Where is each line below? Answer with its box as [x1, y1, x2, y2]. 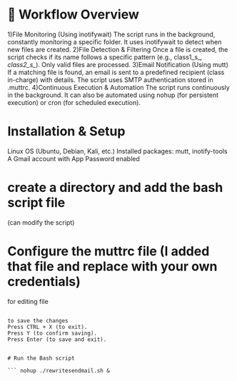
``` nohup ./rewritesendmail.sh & [7, 367, 111, 374]
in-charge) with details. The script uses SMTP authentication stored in [7, 75, 213, 84]
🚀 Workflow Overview [7, 6, 139, 23]
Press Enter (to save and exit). [7, 335, 107, 343]
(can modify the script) [7, 218, 75, 227]
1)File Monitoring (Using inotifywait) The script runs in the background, [7, 30, 216, 39]
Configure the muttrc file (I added [7, 243, 210, 259]
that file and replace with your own [7, 258, 218, 274]
